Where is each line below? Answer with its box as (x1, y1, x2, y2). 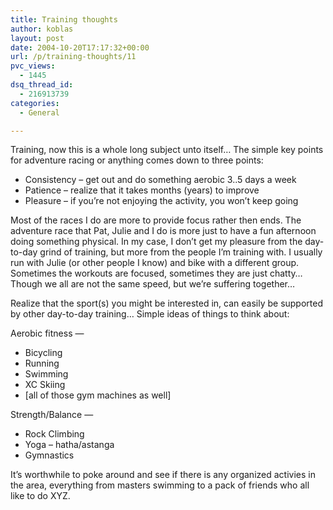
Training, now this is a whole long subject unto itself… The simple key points (10, 144, 324, 156)
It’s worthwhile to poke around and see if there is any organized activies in (10, 469, 316, 481)
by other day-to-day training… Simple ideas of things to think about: (10, 308, 290, 320)
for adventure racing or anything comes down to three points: (10, 154, 264, 166)
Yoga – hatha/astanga (24, 439, 115, 451)
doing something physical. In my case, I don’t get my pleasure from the (10, 236, 303, 248)
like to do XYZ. (10, 490, 71, 502)
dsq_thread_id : (10, 80, 74, 90)
